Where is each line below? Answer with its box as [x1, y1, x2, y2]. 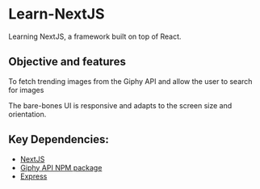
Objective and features [8, 55, 127, 69]
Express [19, 171, 48, 181]
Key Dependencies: [8, 132, 109, 146]
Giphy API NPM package [19, 162, 103, 172]
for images [8, 85, 44, 94]
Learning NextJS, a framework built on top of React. [8, 31, 182, 41]
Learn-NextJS [8, 5, 105, 23]
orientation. [8, 109, 47, 119]
